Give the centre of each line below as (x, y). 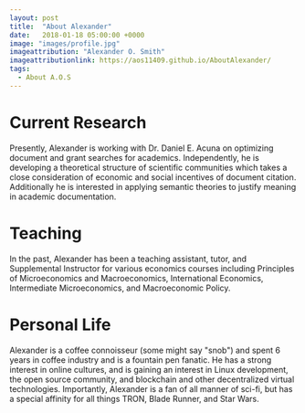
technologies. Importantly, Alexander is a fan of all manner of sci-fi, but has (151, 388)
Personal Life (60, 324)
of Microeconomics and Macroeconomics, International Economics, (137, 278)
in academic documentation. (63, 196)
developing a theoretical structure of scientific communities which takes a (148, 167)
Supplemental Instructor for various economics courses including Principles (152, 268)
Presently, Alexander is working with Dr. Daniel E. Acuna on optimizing (142, 148)
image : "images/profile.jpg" (65, 43)
